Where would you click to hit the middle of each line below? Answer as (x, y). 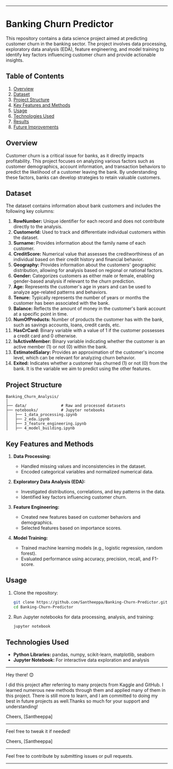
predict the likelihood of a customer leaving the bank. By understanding (81, 172)
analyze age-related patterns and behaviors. (60, 292)
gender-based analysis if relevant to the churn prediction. (74, 281)
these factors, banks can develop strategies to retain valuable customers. (83, 177)
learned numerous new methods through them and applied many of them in (86, 690)
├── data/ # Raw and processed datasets (66, 406)
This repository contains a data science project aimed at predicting (77, 38)
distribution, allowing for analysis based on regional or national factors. (88, 270)
